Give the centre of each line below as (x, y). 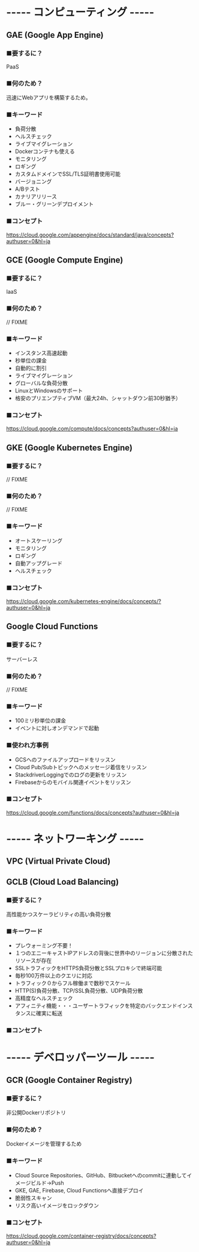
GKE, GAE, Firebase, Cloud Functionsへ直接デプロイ (79, 1190)
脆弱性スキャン (33, 1198)
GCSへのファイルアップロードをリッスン (65, 760)
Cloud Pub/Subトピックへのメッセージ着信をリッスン (81, 767)
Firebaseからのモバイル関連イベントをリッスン (73, 782)
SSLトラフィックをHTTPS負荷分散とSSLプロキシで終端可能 (88, 968)
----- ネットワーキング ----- (75, 839)
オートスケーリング (39, 541)
